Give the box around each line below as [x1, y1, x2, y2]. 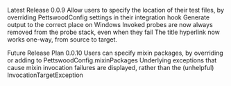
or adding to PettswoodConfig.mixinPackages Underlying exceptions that [7, 56, 217, 64]
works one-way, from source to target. [7, 35, 118, 44]
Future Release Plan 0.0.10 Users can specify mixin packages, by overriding [7, 49, 223, 57]
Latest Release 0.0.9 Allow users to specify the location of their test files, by [7, 6, 224, 14]
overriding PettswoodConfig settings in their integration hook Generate [7, 13, 210, 21]
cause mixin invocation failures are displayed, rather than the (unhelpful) [7, 64, 214, 71]
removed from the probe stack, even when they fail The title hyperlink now [7, 28, 221, 36]
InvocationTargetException [7, 71, 83, 79]
